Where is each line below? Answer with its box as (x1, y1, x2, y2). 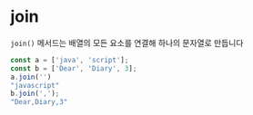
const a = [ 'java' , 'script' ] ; (10, 55, 129, 64)
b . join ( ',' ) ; (10, 89, 60, 99)
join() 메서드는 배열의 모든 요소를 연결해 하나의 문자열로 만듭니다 (10, 37, 244, 48)
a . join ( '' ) (10, 72, 52, 81)
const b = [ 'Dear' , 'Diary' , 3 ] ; (10, 63, 137, 73)
